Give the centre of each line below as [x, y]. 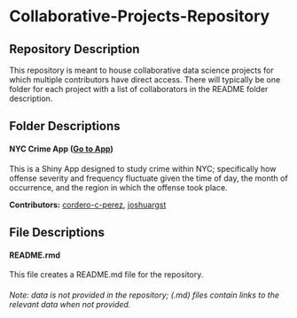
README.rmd [35, 255]
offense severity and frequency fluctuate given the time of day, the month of [148, 178]
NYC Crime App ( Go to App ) [61, 149]
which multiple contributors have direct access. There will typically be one [145, 80]
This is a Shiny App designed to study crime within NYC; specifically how [143, 168]
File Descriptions [57, 232]
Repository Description [74, 49]
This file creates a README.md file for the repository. [106, 275]
